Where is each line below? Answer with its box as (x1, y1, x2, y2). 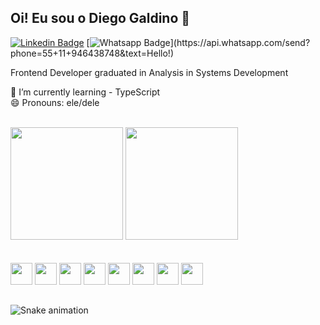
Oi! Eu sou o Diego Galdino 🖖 (10, 10, 191, 27)
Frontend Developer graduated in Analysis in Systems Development (10, 66, 289, 78)
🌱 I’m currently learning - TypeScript (10, 86, 161, 98)
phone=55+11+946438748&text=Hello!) (10, 47, 174, 59)
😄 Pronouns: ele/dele (10, 96, 100, 108)
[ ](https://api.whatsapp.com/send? (86, 36, 311, 48)
